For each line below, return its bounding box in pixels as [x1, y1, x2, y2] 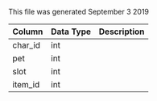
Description [98, 26, 145, 37]
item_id [12, 79, 40, 90]
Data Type [51, 26, 91, 37]
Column [12, 26, 43, 37]
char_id [12, 40, 41, 51]
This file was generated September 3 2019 [8, 7, 150, 16]
